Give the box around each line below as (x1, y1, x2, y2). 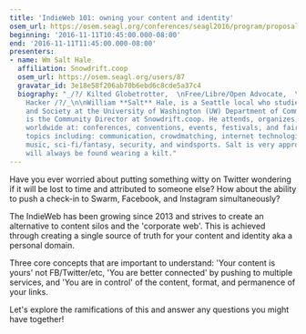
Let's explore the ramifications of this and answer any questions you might (9, 304, 290, 315)
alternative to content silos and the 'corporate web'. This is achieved (9, 220, 266, 231)
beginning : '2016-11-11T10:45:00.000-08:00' (9, 30, 181, 39)
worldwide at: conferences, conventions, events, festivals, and (25, 124, 280, 133)
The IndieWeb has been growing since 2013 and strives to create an (9, 210, 264, 221)
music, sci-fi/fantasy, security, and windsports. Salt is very (25, 140, 275, 149)
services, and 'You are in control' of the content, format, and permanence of (9, 277, 296, 288)
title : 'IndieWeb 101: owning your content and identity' (9, 13, 234, 23)
